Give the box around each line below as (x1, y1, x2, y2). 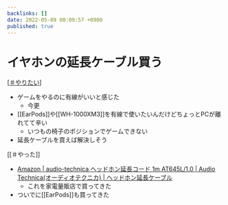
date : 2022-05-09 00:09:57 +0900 (7, 16, 103, 23)
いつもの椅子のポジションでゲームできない (27, 128, 148, 136)
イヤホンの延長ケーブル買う (7, 54, 163, 70)
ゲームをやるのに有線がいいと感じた (16, 93, 120, 101)
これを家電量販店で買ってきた (27, 182, 112, 191)
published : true (7, 23, 54, 29)
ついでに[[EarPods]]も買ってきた (16, 191, 110, 199)
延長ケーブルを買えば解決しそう (16, 136, 108, 144)
